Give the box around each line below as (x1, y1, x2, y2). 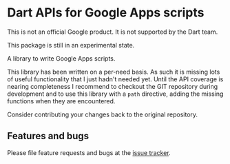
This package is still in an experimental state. (7, 41, 135, 49)
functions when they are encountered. (7, 96, 116, 105)
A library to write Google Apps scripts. (7, 54, 116, 63)
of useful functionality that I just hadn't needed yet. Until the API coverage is (7, 74, 224, 83)
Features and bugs (7, 130, 90, 142)
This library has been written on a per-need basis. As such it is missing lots (7, 68, 220, 76)
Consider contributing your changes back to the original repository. (7, 110, 198, 119)
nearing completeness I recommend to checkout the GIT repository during (7, 82, 218, 90)
